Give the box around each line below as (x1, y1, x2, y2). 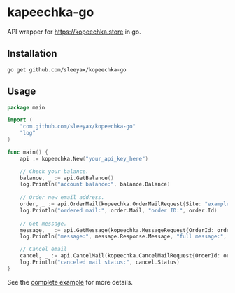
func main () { (7, 149, 49, 156)
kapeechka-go (7, 4, 94, 20)
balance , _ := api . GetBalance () (20, 175, 114, 182)
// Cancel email (20, 246, 68, 253)
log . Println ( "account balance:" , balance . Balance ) (20, 181, 171, 188)
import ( (7, 116, 33, 123)
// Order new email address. (20, 194, 105, 201)
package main (7, 104, 45, 111)
